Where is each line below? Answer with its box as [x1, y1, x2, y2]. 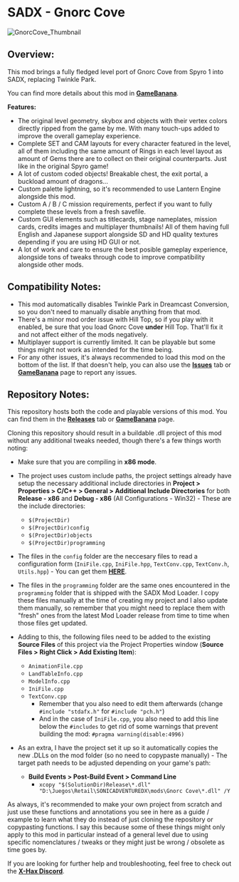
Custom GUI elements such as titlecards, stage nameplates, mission [17, 214, 218, 223]
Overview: [7, 48, 55, 61]
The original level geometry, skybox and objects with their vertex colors [17, 116, 228, 125]
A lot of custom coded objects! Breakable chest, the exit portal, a [17, 169, 208, 178]
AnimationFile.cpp [28, 663, 83, 670]
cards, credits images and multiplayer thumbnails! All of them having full [17, 222, 230, 231]
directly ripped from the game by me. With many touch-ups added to [17, 124, 221, 133]
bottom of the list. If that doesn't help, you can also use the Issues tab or [17, 360, 231, 369]
